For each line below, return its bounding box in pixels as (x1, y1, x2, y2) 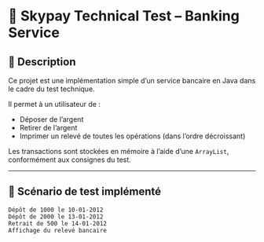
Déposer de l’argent (19, 115, 84, 124)
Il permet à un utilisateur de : (8, 100, 101, 108)
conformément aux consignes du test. (8, 155, 131, 164)
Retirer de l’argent (19, 123, 78, 132)
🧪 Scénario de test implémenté (8, 185, 162, 199)
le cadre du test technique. (8, 84, 96, 93)
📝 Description (8, 55, 76, 68)
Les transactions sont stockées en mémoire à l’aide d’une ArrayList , (8, 147, 229, 156)
